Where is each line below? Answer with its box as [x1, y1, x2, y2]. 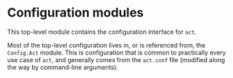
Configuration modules [7, 5, 144, 21]
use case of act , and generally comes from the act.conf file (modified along [7, 55, 225, 64]
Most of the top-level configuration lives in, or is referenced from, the [7, 41, 206, 49]
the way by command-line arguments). [7, 63, 118, 71]
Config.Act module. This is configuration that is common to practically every [7, 48, 226, 57]
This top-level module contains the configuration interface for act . [7, 28, 197, 36]
